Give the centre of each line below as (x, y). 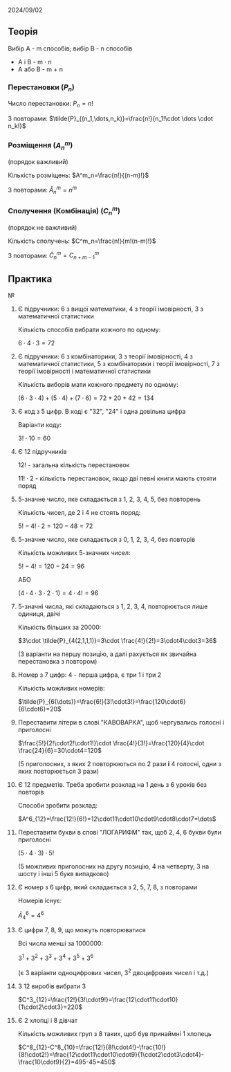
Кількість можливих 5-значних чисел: (74, 552)
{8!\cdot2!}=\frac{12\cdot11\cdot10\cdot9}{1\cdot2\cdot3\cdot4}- (111, 1054)
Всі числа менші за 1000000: (60, 943)
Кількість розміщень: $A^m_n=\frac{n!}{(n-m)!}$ (78, 175)
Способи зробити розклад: (58, 805)
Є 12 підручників (42, 451)
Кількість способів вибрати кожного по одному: (89, 329)
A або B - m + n (40, 69)
